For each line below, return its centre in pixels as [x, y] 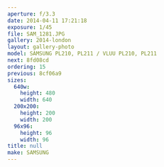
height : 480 [38, 93]
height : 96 [36, 133]
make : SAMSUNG [28, 153]
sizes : [17, 80]
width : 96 [35, 139]
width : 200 [36, 119]
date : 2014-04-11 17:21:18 [47, 21]
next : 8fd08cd [28, 60]
